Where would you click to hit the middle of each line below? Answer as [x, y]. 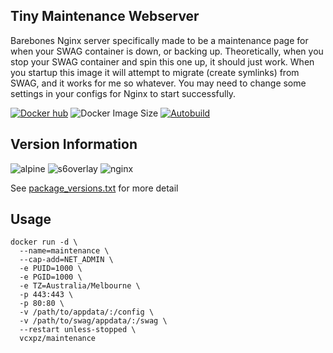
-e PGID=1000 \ [51, 277]
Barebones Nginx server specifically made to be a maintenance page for [159, 40]
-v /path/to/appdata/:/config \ [87, 312]
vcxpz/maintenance [58, 339]
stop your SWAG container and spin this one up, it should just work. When [162, 61]
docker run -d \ [44, 242]
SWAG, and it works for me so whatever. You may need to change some [158, 83]
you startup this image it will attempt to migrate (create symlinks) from [155, 72]
